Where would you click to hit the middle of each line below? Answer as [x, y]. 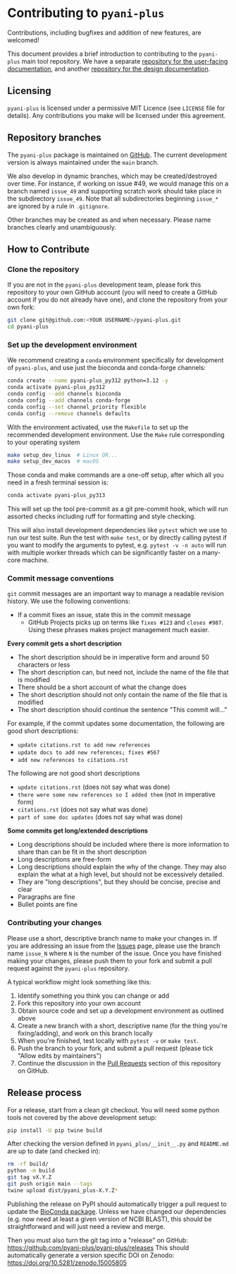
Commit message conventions [61, 578]
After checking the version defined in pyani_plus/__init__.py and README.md [118, 1144]
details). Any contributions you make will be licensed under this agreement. [117, 115]
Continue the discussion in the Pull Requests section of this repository [119, 1063]
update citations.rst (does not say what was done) [94, 787]
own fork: [21, 307]
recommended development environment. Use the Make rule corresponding [116, 434]
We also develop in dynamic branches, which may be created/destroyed [112, 176]
